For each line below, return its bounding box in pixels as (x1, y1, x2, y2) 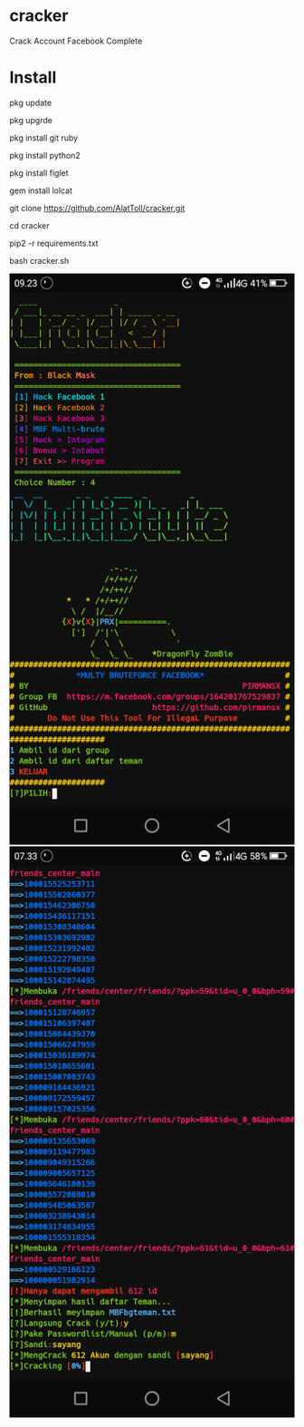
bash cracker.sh (9, 255, 70, 266)
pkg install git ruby (9, 132, 79, 143)
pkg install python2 (9, 150, 81, 160)
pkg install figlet (9, 167, 70, 178)
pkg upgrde (9, 114, 52, 125)
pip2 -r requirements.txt (9, 238, 99, 248)
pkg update (9, 97, 52, 108)
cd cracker (9, 219, 50, 231)
